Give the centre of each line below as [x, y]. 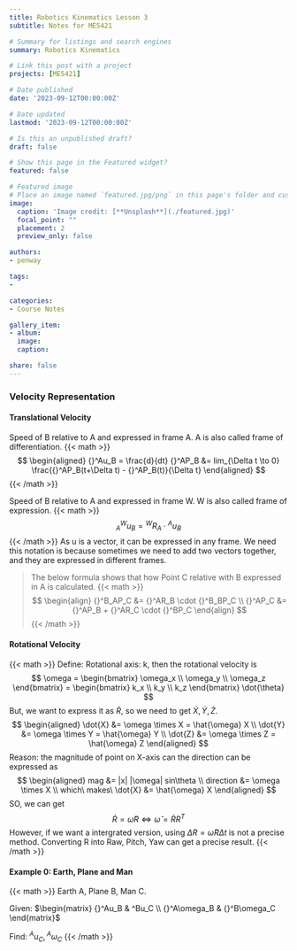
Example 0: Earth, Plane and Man [71, 871]
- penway [25, 261]
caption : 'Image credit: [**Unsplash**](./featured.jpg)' [126, 212]
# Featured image [41, 187]
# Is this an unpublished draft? [71, 138]
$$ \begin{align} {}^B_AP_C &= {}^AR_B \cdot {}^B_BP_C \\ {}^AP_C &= [160, 601]
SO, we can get [37, 803]
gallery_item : [35, 325]
